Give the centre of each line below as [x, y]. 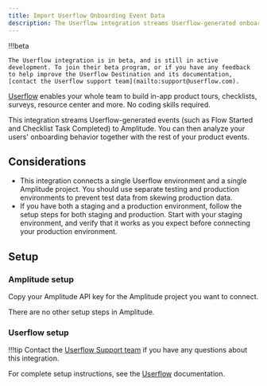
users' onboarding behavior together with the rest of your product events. [129, 137]
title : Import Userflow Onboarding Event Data [87, 16]
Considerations [47, 161]
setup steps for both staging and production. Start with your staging [131, 215]
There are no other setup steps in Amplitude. [81, 312]
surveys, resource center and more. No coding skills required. [109, 104]
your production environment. [68, 232]
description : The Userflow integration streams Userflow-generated [122, 23]
